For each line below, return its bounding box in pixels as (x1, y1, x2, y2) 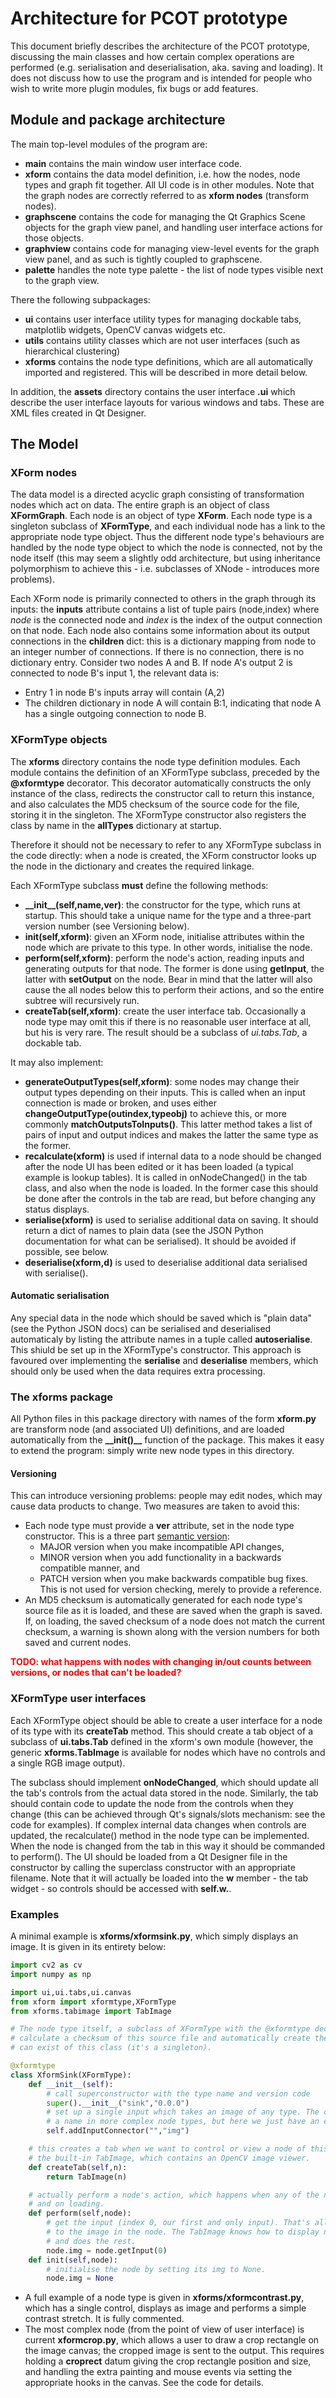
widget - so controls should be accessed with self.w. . (10, 1882, 232, 1894)
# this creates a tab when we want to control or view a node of (28, 2144, 307, 2154)
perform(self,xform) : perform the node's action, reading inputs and (24, 952, 305, 964)
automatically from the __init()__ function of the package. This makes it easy (10, 1434, 325, 1446)
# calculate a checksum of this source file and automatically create (10, 2033, 311, 2044)
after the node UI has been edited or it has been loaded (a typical (24, 1160, 294, 1172)
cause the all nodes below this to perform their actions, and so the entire (24, 983, 325, 996)
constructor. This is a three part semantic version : (24, 1530, 230, 1542)
